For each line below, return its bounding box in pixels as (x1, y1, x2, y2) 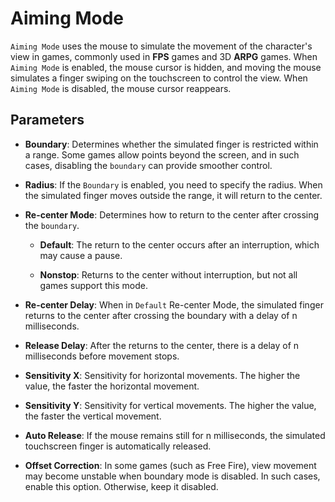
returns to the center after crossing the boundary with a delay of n (24, 309, 298, 321)
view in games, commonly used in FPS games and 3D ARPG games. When (10, 50, 318, 62)
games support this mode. (39, 279, 149, 291)
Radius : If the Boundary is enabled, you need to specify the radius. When (24, 178, 323, 191)
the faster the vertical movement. (24, 410, 162, 422)
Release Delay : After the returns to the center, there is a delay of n (24, 339, 300, 351)
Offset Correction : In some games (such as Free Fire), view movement (24, 459, 317, 471)
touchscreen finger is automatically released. (24, 440, 212, 452)
